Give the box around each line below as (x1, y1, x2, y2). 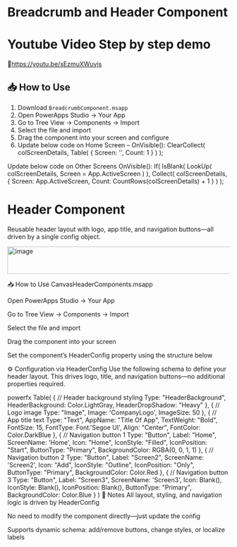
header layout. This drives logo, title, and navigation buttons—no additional (7, 371, 226, 381)
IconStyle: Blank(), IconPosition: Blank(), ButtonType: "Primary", (7, 483, 192, 491)
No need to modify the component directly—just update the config (7, 512, 201, 520)
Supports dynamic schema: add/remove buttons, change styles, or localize (7, 525, 226, 534)
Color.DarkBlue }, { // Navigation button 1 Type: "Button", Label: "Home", (7, 431, 217, 439)
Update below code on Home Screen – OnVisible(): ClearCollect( (17, 140, 206, 149)
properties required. (7, 379, 66, 388)
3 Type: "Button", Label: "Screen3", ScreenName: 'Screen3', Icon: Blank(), (7, 475, 222, 484)
